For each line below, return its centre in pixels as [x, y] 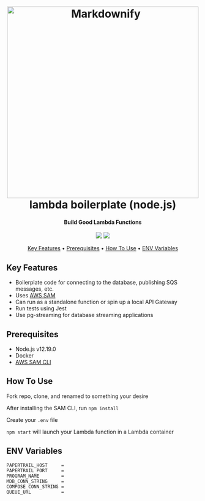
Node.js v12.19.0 [35, 349]
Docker [24, 356]
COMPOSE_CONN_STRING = [35, 487]
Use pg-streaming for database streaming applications [84, 315]
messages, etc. [34, 289]
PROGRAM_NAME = [35, 476]
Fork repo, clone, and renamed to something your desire [77, 396]
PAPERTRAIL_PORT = [35, 470]
